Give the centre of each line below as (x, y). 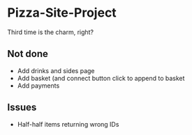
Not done (28, 54)
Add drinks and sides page (56, 70)
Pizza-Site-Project (62, 13)
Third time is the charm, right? (51, 32)
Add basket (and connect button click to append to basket (101, 78)
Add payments (38, 86)
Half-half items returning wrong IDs (68, 124)
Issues (22, 108)
